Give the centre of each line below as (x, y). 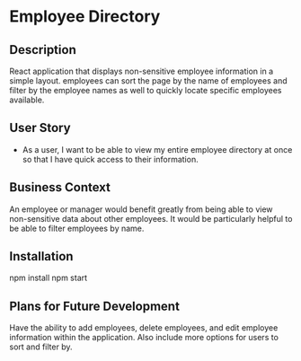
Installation (41, 256)
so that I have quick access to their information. (111, 159)
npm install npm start (49, 278)
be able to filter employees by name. (77, 228)
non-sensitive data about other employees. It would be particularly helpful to (151, 218)
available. (27, 100)
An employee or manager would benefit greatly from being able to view (141, 209)
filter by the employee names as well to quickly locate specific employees (146, 90)
